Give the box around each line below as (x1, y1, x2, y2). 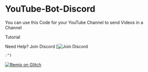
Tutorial (5, 34, 20, 40)
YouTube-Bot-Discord (5, 3, 96, 15)
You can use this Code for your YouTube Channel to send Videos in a (5, 19, 144, 25)
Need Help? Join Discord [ (5, 43, 58, 49)
